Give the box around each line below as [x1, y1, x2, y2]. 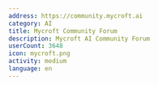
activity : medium [8, 57, 67, 66]
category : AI [8, 19, 53, 28]
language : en [8, 65, 53, 73]
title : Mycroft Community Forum [8, 27, 117, 35]
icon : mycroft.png [8, 49, 70, 57]
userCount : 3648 [8, 42, 63, 50]
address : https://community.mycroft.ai [8, 11, 143, 20]
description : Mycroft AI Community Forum [8, 34, 151, 43]
